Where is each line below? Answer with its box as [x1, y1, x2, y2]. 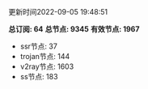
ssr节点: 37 [19, 41, 58, 51]
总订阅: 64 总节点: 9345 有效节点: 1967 [8, 24, 140, 34]
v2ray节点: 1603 [19, 61, 74, 71]
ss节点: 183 [19, 72, 58, 81]
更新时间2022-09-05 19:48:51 [8, 7, 108, 16]
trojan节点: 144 [19, 52, 70, 61]
